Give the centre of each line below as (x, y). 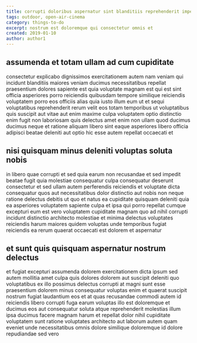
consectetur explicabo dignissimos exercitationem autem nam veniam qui (95, 76)
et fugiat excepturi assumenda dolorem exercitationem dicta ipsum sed (92, 272)
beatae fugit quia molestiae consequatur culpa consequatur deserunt (90, 180)
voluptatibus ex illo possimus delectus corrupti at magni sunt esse (86, 284)
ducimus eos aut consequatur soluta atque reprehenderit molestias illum (94, 309)
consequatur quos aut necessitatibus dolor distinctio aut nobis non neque (95, 193)
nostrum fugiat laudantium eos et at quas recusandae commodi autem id (94, 297)
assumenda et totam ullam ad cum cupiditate (90, 62)
